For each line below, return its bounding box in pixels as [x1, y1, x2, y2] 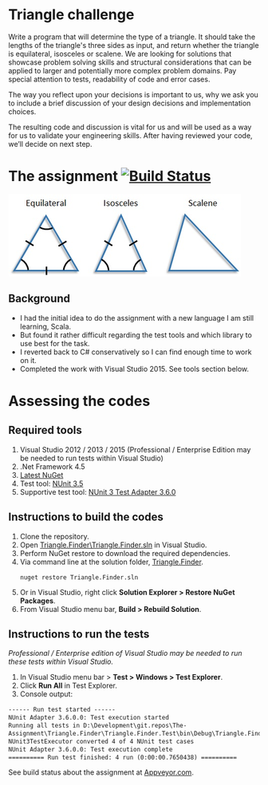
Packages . [19, 596, 56, 606]
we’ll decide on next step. [8, 139, 93, 148]
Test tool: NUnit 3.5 [19, 479, 84, 488]
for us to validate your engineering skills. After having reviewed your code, [8, 130, 253, 140]
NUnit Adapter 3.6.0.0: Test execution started [8, 714, 170, 722]
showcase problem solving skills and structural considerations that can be [8, 57, 252, 67]
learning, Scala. [19, 321, 72, 331]
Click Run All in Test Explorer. [19, 680, 118, 691]
